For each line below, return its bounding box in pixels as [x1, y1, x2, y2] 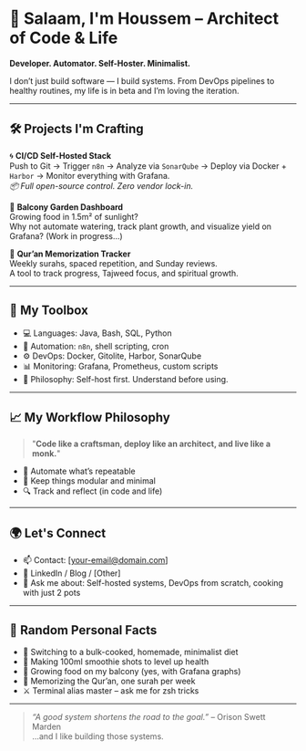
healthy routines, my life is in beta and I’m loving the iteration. [9, 85, 240, 96]
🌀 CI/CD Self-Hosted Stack [9, 150, 112, 161]
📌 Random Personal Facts [9, 622, 158, 638]
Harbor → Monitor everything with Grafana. [9, 170, 170, 181]
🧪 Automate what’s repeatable [22, 465, 137, 477]
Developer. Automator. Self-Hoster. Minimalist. [9, 57, 191, 68]
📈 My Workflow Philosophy [9, 410, 170, 425]
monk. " [31, 448, 61, 459]
